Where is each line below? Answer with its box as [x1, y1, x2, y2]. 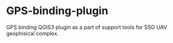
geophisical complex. [6, 29, 59, 37]
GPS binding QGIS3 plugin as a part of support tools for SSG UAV [6, 24, 168, 31]
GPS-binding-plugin [6, 4, 109, 18]
